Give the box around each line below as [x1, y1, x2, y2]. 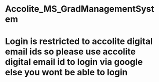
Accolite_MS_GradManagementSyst [5, 3, 155, 15]
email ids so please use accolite [5, 46, 136, 57]
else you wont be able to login [5, 67, 128, 78]
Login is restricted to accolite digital [5, 36, 153, 47]
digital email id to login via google [5, 57, 143, 67]
